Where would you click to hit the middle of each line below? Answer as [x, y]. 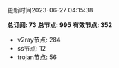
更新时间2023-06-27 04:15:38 [50, 10]
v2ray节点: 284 [39, 40]
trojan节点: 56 [37, 57]
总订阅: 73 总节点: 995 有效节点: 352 [60, 25]
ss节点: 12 [31, 48]
